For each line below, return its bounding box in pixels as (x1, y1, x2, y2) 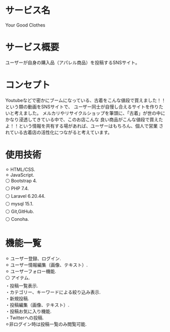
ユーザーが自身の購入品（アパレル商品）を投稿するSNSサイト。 (5, 59, 140, 66)
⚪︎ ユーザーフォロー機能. (5, 268, 56, 274)
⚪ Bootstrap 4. (5, 177, 37, 183)
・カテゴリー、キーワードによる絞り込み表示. (5, 289, 101, 295)
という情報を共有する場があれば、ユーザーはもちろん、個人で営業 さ (18, 122, 164, 129)
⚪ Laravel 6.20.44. (5, 193, 46, 199)
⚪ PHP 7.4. (5, 185, 29, 191)
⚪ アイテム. (5, 275, 30, 281)
